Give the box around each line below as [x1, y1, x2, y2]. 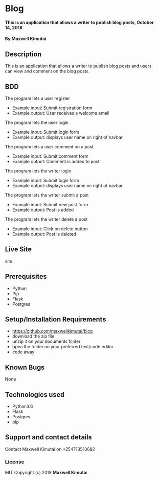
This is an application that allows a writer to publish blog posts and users [5, 63, 152, 69]
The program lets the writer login [5, 168, 71, 174]
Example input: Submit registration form [12, 105, 92, 111]
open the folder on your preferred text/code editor [12, 344, 114, 350]
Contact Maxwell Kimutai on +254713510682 [5, 446, 95, 452]
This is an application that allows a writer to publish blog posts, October [5, 19, 154, 25]
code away [12, 349, 35, 355]
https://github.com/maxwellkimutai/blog [12, 328, 93, 334]
